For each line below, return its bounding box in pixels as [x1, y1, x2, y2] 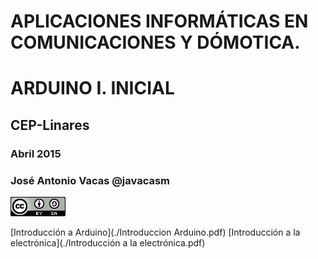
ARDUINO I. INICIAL [10, 77, 175, 100]
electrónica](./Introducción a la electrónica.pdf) [10, 236, 206, 249]
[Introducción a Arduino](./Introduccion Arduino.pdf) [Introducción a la [10, 226, 301, 238]
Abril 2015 [10, 146, 62, 160]
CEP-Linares [10, 116, 90, 134]
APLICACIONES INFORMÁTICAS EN [10, 10, 309, 33]
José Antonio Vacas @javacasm [10, 173, 171, 187]
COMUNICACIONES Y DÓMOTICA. [10, 31, 301, 54]
